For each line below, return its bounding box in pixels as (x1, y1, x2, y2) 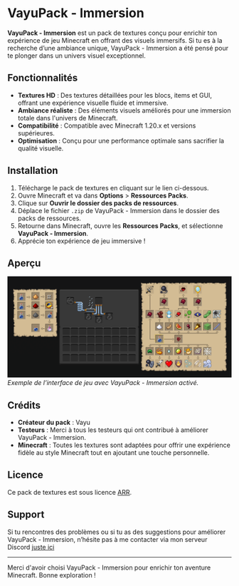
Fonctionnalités (7, 72, 78, 84)
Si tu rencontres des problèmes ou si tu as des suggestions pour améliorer (7, 528, 226, 536)
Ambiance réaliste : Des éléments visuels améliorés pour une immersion (17, 106, 231, 115)
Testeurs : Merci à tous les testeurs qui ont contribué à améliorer (17, 426, 208, 434)
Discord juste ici (7, 543, 55, 551)
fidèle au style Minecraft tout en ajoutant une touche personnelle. (17, 448, 210, 457)
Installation (7, 165, 58, 177)
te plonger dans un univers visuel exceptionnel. (7, 51, 146, 60)
